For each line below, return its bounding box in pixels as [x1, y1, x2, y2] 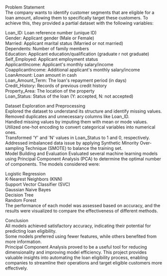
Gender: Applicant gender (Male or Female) [5, 35, 95, 41]
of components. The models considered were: [5, 161, 100, 167]
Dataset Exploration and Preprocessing [5, 103, 86, 109]
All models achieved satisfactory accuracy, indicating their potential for [5, 223, 151, 229]
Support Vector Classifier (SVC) [5, 181, 71, 187]
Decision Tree [5, 192, 34, 198]
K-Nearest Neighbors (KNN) [5, 176, 63, 182]
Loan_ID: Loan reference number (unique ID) [5, 30, 97, 35]
